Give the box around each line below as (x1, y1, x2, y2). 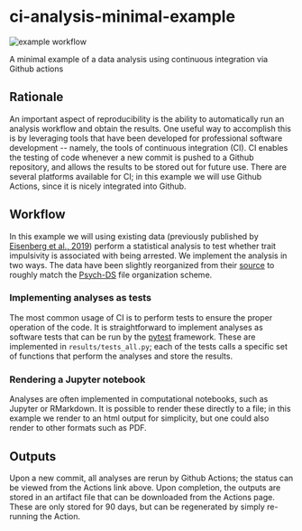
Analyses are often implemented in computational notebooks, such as (9, 394, 269, 405)
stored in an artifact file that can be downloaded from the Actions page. (9, 491, 275, 502)
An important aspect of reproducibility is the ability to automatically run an (9, 113, 285, 124)
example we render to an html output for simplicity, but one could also (9, 413, 270, 424)
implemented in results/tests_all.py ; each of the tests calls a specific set (9, 340, 288, 351)
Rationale (9, 89, 64, 105)
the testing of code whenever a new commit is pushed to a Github (9, 152, 254, 163)
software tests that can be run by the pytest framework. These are (9, 331, 256, 342)
